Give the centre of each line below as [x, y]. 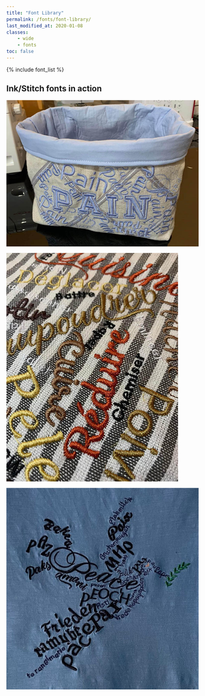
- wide [26, 39]
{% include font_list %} [35, 69]
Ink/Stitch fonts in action [54, 89]
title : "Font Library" [35, 13]
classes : [17, 32]
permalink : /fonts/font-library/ [49, 19]
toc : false [20, 52]
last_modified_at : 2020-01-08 [45, 26]
